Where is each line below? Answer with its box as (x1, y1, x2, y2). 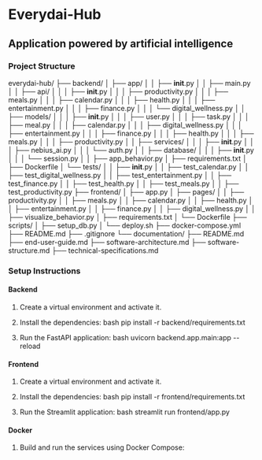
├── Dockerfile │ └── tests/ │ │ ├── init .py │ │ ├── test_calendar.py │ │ (8, 161, 249, 171)
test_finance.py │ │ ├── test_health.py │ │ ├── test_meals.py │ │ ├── (8, 179, 239, 188)
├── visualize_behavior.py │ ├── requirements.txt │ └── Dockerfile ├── (8, 212, 247, 221)
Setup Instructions (8, 265, 81, 276)
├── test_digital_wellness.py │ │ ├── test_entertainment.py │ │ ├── (8, 170, 232, 180)
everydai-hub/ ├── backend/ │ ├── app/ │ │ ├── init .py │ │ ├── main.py (8, 78, 251, 87)
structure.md (8, 246, 50, 255)
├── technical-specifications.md (51, 246, 159, 255)
